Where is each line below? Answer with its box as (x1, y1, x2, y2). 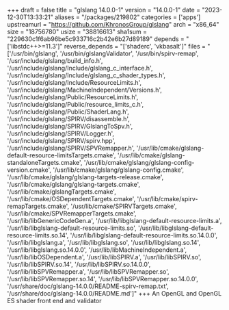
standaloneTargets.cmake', (7, 159, 83, 166)
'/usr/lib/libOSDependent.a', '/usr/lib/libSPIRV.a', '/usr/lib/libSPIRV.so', (7, 253, 202, 261)
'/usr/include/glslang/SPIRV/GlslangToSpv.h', (7, 122, 133, 130)
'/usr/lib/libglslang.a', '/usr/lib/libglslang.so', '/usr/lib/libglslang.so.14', (7, 239, 200, 246)
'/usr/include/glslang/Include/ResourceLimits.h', (7, 79, 142, 86)
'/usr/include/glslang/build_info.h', (7, 57, 103, 64)
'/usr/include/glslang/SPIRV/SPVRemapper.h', (7, 144, 135, 152)
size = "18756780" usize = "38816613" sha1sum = (7, 27, 147, 36)
